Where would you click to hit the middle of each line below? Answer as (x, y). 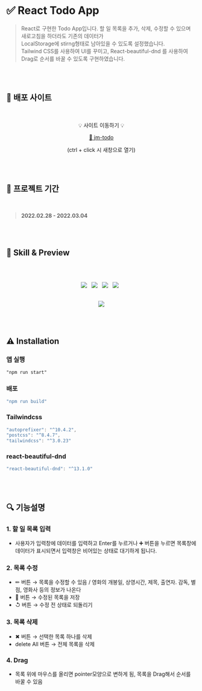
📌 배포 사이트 (29, 98)
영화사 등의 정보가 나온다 (52, 590)
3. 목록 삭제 (22, 622)
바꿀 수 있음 (29, 681)
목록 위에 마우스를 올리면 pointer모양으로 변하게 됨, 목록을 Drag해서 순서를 (103, 674)
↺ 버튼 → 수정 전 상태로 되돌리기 (54, 605)
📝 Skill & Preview (38, 253)
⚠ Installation (33, 341)
